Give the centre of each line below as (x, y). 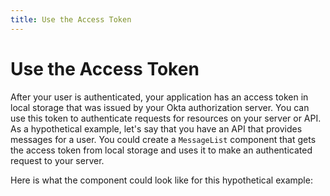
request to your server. (57, 160)
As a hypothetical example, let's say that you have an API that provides (156, 128)
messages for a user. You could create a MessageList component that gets (163, 139)
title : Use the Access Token (71, 19)
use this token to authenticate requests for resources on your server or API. (166, 118)
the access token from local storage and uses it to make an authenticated (161, 150)
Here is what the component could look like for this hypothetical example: (161, 180)
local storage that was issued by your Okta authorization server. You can (160, 107)
